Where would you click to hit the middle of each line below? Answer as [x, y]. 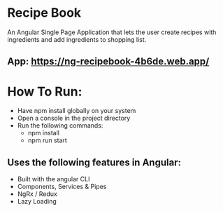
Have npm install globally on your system [77, 111]
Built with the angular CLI [53, 179]
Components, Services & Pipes [62, 187]
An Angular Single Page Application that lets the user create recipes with [112, 32]
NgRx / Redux [37, 194]
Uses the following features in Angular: [94, 162]
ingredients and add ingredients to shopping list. [77, 39]
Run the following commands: [60, 126]
